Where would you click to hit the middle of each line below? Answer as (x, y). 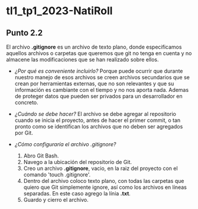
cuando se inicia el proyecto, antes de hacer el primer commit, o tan (98, 120)
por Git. (24, 133)
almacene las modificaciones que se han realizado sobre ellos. (82, 60)
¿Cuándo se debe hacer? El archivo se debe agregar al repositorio (95, 114)
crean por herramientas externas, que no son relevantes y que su (94, 83)
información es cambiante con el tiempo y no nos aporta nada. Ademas (102, 90)
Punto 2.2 (25, 33)
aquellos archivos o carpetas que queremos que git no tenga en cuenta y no (99, 53)
